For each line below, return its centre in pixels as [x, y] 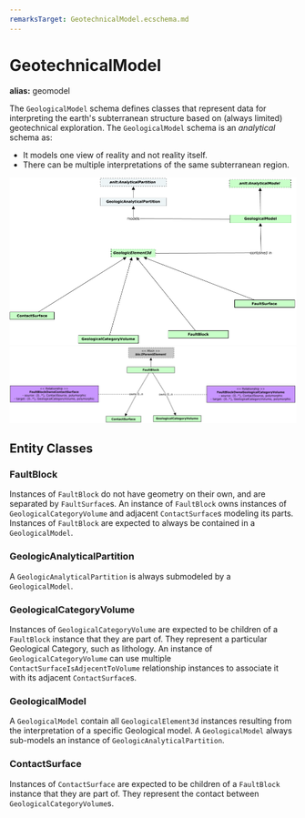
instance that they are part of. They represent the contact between [134, 793]
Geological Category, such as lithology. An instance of [111, 648]
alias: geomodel [40, 90]
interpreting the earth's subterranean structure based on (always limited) [146, 117]
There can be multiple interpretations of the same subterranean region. [156, 165]
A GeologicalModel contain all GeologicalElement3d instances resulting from [151, 721]
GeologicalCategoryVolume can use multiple [90, 658]
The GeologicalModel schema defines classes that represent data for [138, 108]
